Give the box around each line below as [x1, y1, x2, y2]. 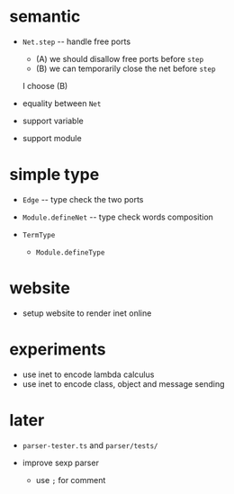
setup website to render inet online [22, 308, 152, 319]
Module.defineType [35, 247, 105, 257]
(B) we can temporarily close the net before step [35, 63, 216, 74]
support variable [22, 115, 84, 126]
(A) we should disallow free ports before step [35, 53, 204, 64]
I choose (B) [22, 80, 68, 91]
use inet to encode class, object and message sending [22, 378, 225, 389]
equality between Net [22, 97, 102, 109]
